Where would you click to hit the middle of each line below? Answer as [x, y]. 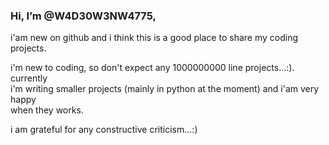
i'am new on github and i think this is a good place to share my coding [154, 38]
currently [29, 78]
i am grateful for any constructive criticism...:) [104, 130]
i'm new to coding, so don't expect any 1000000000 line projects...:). [152, 68]
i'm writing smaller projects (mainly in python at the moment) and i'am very [165, 89]
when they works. [47, 110]
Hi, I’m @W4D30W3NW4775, [83, 16]
